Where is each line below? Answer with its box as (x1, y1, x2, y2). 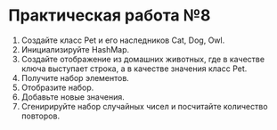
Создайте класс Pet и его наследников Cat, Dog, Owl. (20, 35, 225, 45)
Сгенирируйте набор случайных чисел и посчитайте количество (20, 101, 268, 111)
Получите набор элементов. (20, 72, 130, 83)
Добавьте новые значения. (20, 91, 126, 102)
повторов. (20, 110, 60, 121)
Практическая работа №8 (8, 5, 211, 26)
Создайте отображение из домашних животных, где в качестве (20, 53, 265, 64)
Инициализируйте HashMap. (20, 44, 130, 54)
